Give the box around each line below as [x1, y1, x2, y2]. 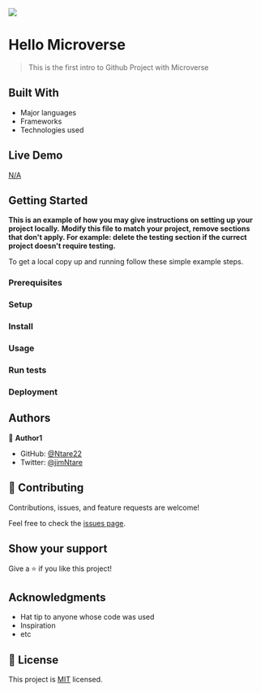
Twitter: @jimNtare [19, 457, 83, 467]
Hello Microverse [8, 36, 126, 54]
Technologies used [19, 124, 84, 134]
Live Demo [8, 149, 63, 163]
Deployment [8, 386, 58, 398]
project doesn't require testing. [8, 241, 116, 251]
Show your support [8, 542, 108, 555]
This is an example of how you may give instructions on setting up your [8, 215, 254, 225]
